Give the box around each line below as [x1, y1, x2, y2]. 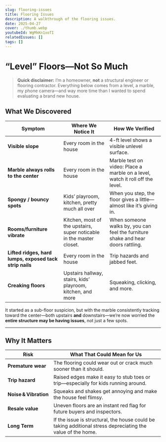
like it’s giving [126, 202, 158, 209]
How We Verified [113, 125, 155, 132]
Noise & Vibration [7, 391, 49, 398]
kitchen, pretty [63, 199, 97, 206]
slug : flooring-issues [5, 7, 52, 12]
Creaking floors [7, 282, 45, 289]
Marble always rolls [7, 166, 55, 173]
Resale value [7, 405, 39, 412]
